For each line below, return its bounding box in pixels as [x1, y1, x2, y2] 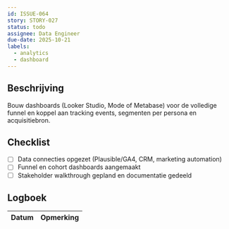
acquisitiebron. [7, 116, 51, 124]
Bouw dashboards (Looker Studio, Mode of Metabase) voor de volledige [7, 101, 217, 109]
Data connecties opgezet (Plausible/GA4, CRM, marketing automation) [17, 155, 222, 163]
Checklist [7, 136, 51, 148]
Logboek [7, 192, 47, 204]
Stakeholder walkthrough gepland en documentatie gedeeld [17, 171, 192, 180]
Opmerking [40, 213, 80, 223]
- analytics [13, 50, 49, 57]
